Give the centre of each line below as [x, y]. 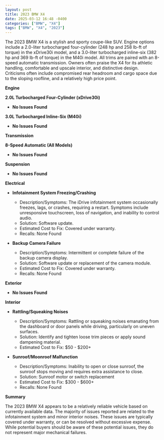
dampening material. [40, 342]
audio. [26, 218]
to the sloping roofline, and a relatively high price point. [61, 79]
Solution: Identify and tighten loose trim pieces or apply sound [82, 337]
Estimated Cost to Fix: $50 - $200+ [55, 348]
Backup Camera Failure [37, 243]
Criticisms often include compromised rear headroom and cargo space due [81, 73]
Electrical [15, 183]
